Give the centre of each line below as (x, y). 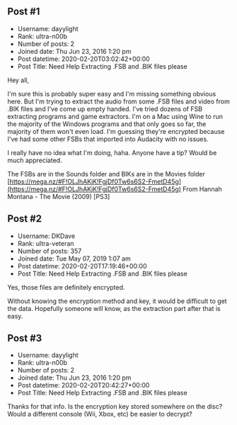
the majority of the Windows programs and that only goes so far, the (107, 124)
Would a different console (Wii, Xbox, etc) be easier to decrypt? (100, 414)
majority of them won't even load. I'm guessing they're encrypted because (116, 131)
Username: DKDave (46, 236)
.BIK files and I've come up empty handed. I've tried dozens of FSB (105, 108)
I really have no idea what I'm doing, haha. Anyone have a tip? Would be (112, 152)
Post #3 (25, 338)
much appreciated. (35, 160)
